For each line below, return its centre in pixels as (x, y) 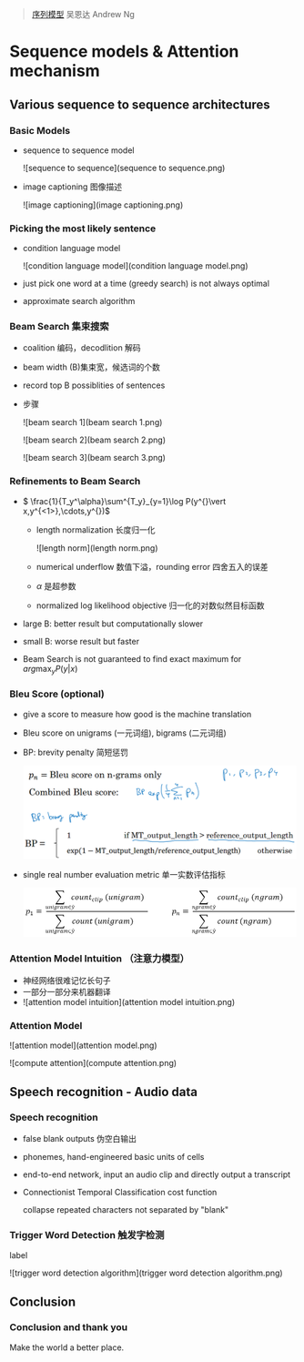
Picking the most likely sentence (83, 229)
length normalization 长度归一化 (96, 529)
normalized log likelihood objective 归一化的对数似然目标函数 (151, 605)
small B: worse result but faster (81, 641)
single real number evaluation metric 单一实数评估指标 (124, 874)
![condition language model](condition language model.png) (135, 266)
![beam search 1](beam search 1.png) (92, 422)
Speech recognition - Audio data (104, 1092)
